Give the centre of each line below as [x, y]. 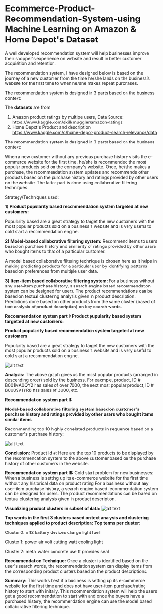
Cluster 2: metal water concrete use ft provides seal [57, 551]
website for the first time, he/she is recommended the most [87, 162]
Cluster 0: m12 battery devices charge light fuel [53, 532]
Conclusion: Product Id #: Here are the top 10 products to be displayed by [79, 453]
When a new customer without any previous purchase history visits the [76, 156]
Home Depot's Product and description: [52, 127]
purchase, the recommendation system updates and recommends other [77, 172]
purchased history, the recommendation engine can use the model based [79, 601]
